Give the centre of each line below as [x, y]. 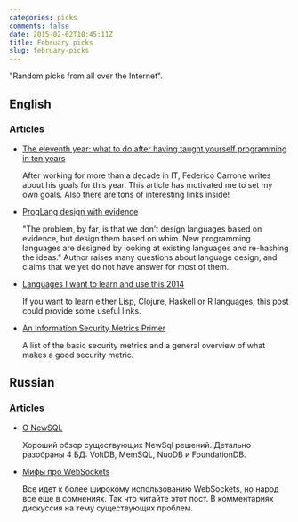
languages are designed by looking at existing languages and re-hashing [155, 248]
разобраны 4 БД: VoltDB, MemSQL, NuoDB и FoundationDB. [134, 454]
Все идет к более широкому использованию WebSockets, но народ [150, 489]
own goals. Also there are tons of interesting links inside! [126, 194]
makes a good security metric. [78, 355]
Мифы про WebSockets [66, 471]
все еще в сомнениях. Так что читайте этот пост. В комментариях [148, 498]
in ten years [44, 158]
